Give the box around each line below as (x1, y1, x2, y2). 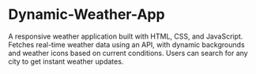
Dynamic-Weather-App (8, 6, 165, 24)
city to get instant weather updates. (8, 57, 124, 66)
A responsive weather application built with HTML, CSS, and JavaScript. (8, 31, 243, 41)
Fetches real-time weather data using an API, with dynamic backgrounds (8, 39, 245, 49)
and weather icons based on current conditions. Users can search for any (8, 48, 248, 57)
